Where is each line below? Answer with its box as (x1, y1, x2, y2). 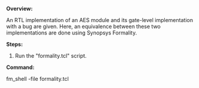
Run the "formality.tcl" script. (14, 52, 87, 59)
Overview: (6, 5, 33, 12)
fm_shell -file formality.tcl (6, 76, 69, 82)
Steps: (6, 41, 23, 48)
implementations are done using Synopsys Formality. (6, 29, 137, 36)
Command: (6, 64, 35, 71)
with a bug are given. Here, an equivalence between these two (6, 23, 161, 30)
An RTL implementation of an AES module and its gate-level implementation (6, 17, 194, 23)
